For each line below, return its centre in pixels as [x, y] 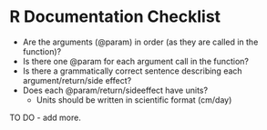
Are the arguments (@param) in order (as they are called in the [140, 42]
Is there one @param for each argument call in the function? [135, 61]
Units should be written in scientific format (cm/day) [134, 100]
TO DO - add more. [46, 117]
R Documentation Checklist [115, 17]
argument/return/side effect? [77, 80]
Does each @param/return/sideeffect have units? [115, 90]
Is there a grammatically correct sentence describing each [133, 71]
